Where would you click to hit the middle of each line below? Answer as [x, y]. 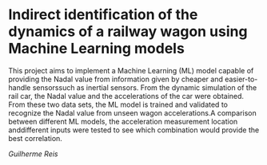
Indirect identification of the [103, 15]
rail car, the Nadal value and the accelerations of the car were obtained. [126, 96]
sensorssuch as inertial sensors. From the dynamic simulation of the [145, 87]
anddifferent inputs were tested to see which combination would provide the [134, 130]
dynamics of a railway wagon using [128, 31]
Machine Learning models [97, 49]
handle [20, 87]
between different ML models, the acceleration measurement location [123, 121]
